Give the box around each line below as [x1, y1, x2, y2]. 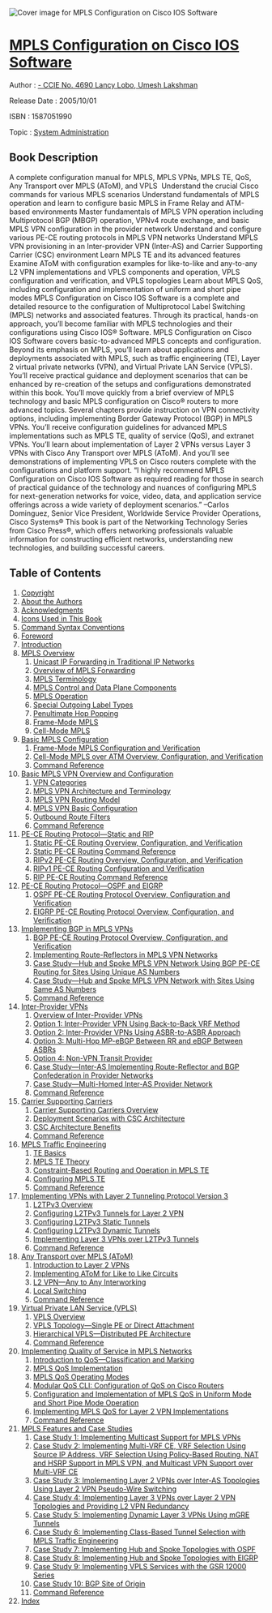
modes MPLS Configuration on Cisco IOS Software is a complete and [9, 293, 240, 302]
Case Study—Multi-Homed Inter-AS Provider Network [32, 1079, 213, 1088]
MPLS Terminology [32, 674, 97, 684]
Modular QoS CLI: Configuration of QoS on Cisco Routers [32, 1380, 225, 1390]
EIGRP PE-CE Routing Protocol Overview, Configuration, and [32, 907, 234, 916]
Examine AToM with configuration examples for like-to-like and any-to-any [9, 258, 257, 268]
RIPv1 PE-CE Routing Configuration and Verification [32, 864, 205, 873]
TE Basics [32, 1148, 67, 1157]
